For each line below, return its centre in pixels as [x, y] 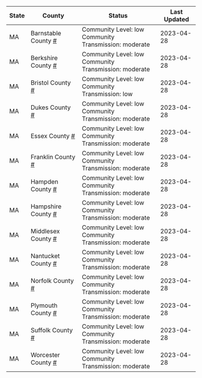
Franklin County [53, 157]
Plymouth [44, 305]
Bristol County [50, 82]
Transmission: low [108, 94]
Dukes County [50, 107]
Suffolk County [52, 330]
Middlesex [45, 231]
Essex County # [53, 136]
